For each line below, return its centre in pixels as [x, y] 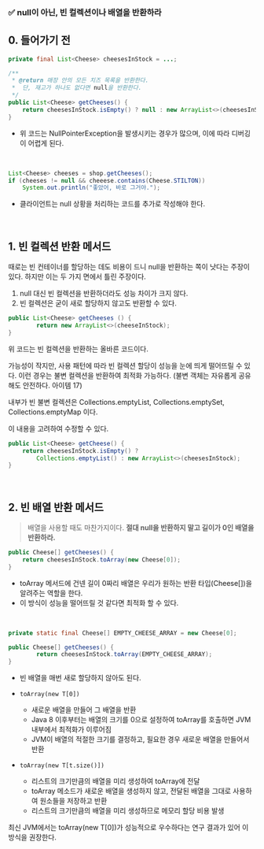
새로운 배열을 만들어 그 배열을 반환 [84, 710]
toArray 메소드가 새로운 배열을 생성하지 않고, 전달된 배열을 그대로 [131, 791]
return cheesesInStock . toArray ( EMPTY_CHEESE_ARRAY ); [125, 654]
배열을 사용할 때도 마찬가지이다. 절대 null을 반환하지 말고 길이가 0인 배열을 [141, 528]
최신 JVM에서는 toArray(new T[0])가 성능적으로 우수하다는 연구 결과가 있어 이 [128, 828]
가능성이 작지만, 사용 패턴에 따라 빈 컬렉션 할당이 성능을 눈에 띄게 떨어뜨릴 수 [125, 365]
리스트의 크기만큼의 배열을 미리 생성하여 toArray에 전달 [115, 781]
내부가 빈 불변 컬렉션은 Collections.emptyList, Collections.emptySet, [117, 402]
